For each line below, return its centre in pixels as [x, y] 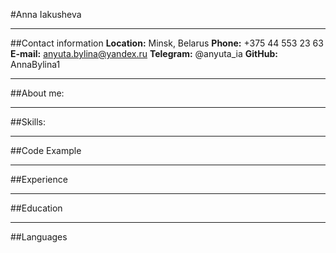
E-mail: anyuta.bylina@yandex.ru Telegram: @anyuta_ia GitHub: [144, 53]
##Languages [39, 237]
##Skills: [28, 122]
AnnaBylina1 [35, 64]
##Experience [39, 179]
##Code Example [46, 150]
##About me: [37, 93]
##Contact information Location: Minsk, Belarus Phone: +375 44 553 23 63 [167, 43]
